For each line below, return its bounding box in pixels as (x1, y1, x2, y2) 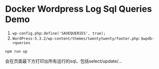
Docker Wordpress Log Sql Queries (5, 3, 152, 15)
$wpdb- (140, 36, 155, 41)
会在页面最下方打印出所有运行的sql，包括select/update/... (5, 58, 122, 64)
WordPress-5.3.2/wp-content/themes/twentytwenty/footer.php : (12, 35, 140, 41)
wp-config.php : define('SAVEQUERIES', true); (12, 30, 106, 36)
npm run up (5, 49, 28, 54)
